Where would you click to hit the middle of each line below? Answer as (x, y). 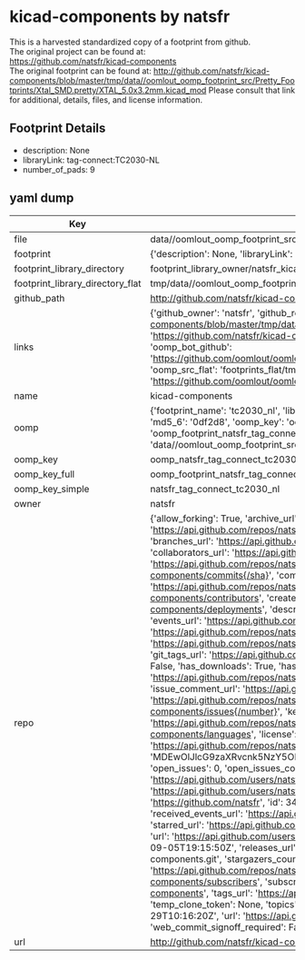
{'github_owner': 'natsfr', (202, 312)
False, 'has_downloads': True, (213, 666)
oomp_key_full (44, 474)
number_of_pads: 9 (59, 169)
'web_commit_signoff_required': (218, 926)
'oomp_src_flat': (183, 370)
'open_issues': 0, (186, 767)
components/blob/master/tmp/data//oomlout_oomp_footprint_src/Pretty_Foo (152, 80)
